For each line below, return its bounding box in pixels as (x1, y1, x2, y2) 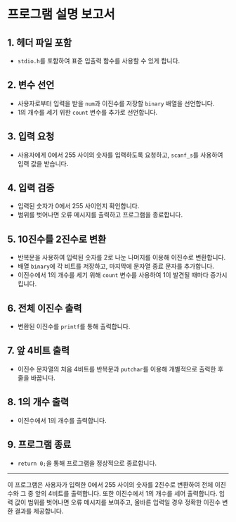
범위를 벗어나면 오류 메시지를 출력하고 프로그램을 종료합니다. (17, 210, 183, 219)
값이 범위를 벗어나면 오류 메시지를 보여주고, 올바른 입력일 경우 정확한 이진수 (14, 497, 221, 507)
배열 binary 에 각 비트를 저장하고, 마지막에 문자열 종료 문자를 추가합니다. (17, 262, 214, 271)
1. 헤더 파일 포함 (7, 37, 72, 49)
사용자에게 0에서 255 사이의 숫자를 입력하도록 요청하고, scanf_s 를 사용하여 (17, 151, 223, 159)
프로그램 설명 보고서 (7, 6, 116, 23)
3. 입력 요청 (7, 131, 55, 143)
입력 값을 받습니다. (17, 159, 69, 167)
